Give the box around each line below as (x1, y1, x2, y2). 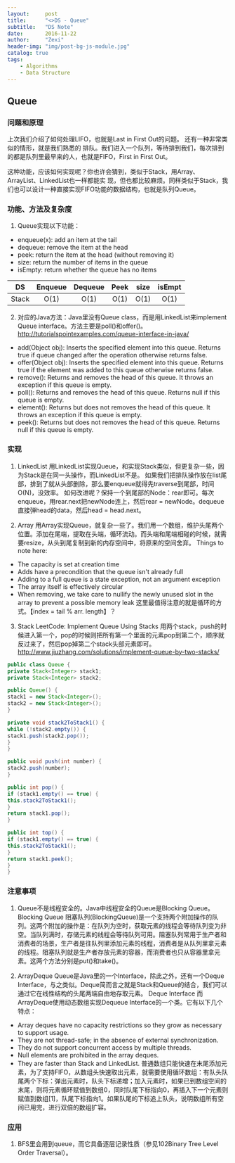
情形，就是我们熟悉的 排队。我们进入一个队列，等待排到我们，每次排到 (19, 144, 224, 152)
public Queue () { (7, 687, 58, 694)
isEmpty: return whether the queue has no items (17, 265, 157, 274)
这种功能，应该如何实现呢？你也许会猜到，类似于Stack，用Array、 (7, 167, 200, 176)
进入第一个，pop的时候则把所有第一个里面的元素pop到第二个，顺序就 (23, 630, 224, 639)
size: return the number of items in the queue (17, 258, 149, 267)
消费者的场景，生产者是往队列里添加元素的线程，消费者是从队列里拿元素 (17, 939, 227, 947)
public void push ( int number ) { (7, 758, 102, 765)
